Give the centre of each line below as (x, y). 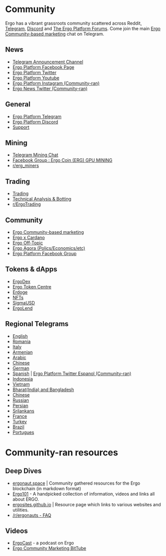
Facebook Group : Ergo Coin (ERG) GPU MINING (62, 160)
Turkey (20, 421)
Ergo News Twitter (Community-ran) (50, 88)
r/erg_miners (26, 166)
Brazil (18, 427)
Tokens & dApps (31, 269)
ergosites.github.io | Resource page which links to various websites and (87, 504)
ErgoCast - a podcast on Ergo (43, 543)
